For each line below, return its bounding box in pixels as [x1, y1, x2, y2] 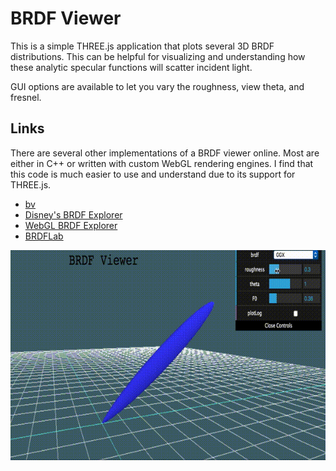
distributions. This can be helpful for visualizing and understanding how [10, 50, 306, 62]
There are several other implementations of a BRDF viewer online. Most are [10, 147, 320, 159]
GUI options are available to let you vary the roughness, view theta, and [10, 80, 305, 92]
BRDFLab [24, 230, 64, 242]
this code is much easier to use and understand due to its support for [10, 168, 296, 180]
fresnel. [10, 91, 42, 103]
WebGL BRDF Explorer [24, 219, 118, 231]
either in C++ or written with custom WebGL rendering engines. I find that [10, 157, 314, 169]
